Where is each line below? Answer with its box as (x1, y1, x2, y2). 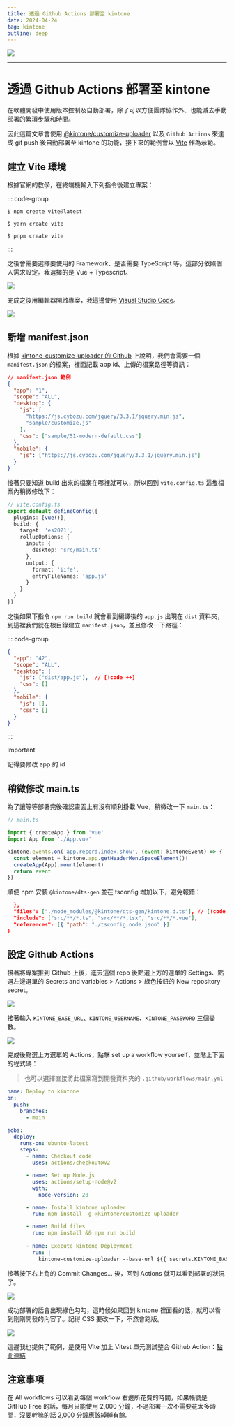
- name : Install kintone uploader (25, 1204, 127, 1211)
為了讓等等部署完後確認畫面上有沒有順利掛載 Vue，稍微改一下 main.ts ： (7, 803, 215, 811)
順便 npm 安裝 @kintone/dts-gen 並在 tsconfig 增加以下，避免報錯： (7, 888, 201, 896)
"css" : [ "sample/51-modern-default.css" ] (19, 432, 141, 439)
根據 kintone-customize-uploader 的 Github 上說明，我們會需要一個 (7, 351, 201, 360)
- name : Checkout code (25, 1153, 92, 1160)
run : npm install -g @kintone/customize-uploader (32, 1210, 179, 1218)
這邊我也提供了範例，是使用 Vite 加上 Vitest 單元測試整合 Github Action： (7, 1342, 217, 1351)
